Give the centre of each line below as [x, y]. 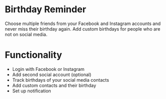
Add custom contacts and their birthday [54, 85]
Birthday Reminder [46, 9]
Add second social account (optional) [52, 75]
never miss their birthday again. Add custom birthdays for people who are [83, 29]
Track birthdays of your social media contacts [61, 80]
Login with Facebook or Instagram [48, 69]
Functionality [34, 55]
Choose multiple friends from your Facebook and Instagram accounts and [83, 23]
